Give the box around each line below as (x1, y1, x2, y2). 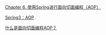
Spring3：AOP (5, 15, 34, 20)
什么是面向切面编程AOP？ (5, 25, 57, 31)
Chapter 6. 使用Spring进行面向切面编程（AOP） (5, 4, 101, 10)
